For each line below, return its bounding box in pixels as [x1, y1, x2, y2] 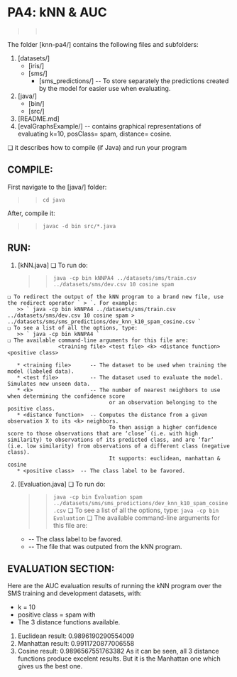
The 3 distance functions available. [17, 618, 121, 627]
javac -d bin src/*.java [42, 222, 116, 229]
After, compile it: [7, 209, 55, 217]
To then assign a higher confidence [109, 423, 218, 430]
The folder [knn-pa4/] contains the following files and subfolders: [7, 40, 199, 48]
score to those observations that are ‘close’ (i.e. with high [7, 430, 199, 437]
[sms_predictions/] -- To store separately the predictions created [38, 76, 229, 85]
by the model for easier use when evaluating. [38, 84, 171, 92]
